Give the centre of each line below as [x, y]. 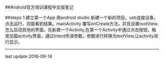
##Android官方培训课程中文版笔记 [39, 7]
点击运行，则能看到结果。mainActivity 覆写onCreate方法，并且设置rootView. [82, 24]
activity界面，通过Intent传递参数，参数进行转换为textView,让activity [86, 36]
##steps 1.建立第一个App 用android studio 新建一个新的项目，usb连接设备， [82, 18]
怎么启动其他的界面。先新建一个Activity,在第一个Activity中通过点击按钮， [79, 30]
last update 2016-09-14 [29, 56]
